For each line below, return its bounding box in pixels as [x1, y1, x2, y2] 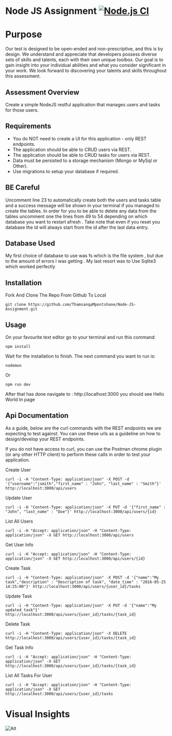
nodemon [5, 363, 22, 368]
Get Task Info [5, 644, 34, 650]
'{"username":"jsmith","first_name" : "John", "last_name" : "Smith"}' [5, 481, 161, 486]
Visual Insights [5, 708, 70, 720]
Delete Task [5, 621, 31, 627]
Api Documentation [5, 411, 69, 420]
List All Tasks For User [5, 672, 53, 678]
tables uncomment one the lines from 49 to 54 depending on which [5, 213, 147, 219]
